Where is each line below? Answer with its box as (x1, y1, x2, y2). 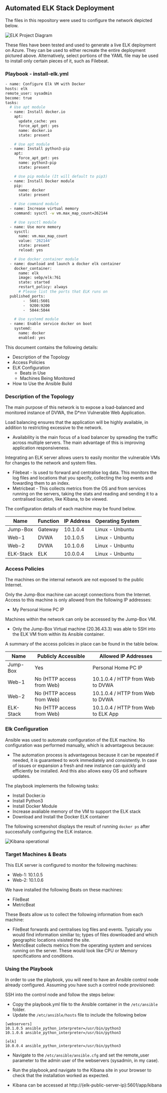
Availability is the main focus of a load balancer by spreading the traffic (12, 434, 158, 440)
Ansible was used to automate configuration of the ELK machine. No (5, 736, 145, 743)
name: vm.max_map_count (18, 234, 68, 239)
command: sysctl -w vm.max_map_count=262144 (14, 211, 108, 216)
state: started (18, 280, 50, 285)
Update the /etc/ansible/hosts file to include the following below (12, 1012, 147, 1018)
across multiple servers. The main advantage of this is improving (12, 439, 145, 446)
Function (38, 518, 60, 525)
